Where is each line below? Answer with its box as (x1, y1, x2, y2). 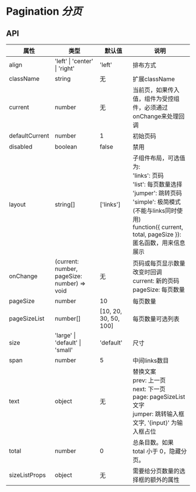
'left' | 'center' (54, 57, 93, 65)
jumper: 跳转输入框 (132, 410, 185, 418)
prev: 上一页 (132, 376, 166, 384)
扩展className (132, 75, 175, 83)
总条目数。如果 (132, 439, 174, 446)
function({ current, (132, 223, 184, 231)
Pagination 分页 (6, 5, 83, 18)
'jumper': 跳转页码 (132, 189, 183, 197)
